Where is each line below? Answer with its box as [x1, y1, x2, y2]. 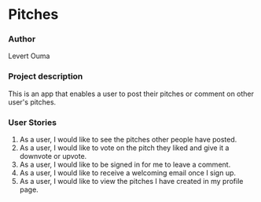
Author [8, 34, 36, 45]
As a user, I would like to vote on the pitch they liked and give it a [19, 143, 230, 152]
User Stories [8, 116, 57, 127]
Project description [8, 71, 83, 82]
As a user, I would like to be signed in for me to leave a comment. [19, 160, 231, 170]
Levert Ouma [8, 51, 50, 61]
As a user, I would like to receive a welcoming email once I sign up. [19, 168, 237, 178]
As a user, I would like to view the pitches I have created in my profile [19, 177, 244, 186]
